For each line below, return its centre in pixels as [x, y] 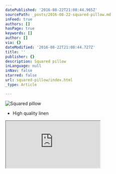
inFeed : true [19, 19]
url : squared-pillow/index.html [39, 80]
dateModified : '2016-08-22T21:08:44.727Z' [50, 47]
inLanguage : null [23, 66]
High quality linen [31, 113]
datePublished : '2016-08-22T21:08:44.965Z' [51, 10]
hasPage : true [20, 29]
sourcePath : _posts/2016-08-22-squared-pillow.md [58, 15]
